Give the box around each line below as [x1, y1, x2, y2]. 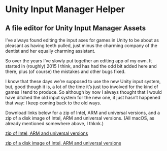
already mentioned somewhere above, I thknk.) [5, 121, 104, 126]
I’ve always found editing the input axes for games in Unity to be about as [5, 37, 159, 43]
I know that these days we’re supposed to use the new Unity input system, [5, 79, 161, 84]
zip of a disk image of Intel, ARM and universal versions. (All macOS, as [5, 115, 155, 121]
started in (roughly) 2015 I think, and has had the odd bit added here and [5, 63, 157, 69]
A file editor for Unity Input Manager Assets [5, 24, 146, 32]
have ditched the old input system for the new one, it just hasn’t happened [5, 95, 161, 100]
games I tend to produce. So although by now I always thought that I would [5, 89, 162, 95]
